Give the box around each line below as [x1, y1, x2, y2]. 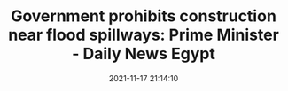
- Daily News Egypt [71, 44, 216, 64]
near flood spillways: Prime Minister [7, 25, 280, 45]
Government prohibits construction [11, 6, 276, 27]
